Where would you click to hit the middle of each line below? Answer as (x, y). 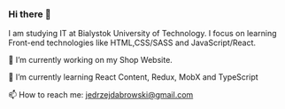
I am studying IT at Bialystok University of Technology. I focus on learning (142, 34)
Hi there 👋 (30, 14)
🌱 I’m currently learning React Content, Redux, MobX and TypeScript (133, 77)
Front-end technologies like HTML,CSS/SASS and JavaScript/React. (132, 43)
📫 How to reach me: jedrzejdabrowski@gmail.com (101, 95)
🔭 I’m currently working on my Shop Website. (91, 60)
